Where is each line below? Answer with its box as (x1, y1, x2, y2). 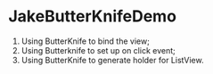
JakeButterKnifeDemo (8, 6, 177, 27)
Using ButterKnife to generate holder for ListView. (20, 54, 204, 65)
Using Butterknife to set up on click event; (20, 45, 176, 55)
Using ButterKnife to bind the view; (20, 36, 151, 46)
